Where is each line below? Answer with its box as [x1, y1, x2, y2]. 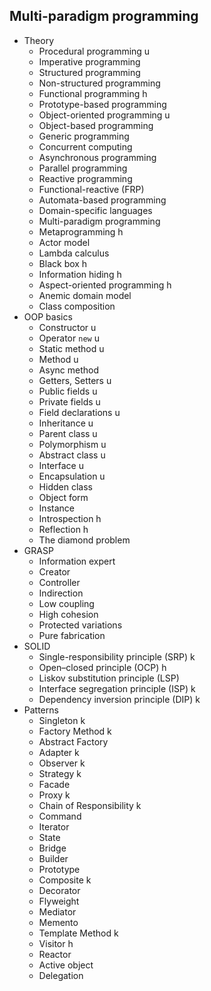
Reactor [38, 948, 72, 960]
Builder [38, 852, 69, 864]
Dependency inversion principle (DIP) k [38, 693, 201, 705]
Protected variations [38, 619, 123, 631]
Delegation [38, 969, 84, 981]
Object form [38, 491, 89, 503]
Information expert [38, 555, 116, 567]
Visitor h [38, 937, 74, 949]
